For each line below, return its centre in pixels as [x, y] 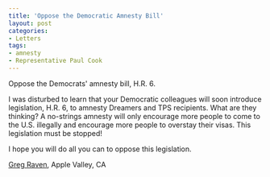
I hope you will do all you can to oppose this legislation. [100, 149]
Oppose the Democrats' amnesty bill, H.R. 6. [82, 83]
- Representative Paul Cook [56, 61]
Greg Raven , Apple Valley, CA [57, 164]
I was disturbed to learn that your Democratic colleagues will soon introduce [135, 99]
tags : [17, 46]
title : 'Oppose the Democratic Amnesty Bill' [86, 16]
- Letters [25, 38]
